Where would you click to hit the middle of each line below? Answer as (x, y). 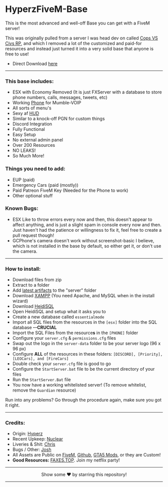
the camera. (25, 251)
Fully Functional (28, 129)
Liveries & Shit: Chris (34, 444)
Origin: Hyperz (27, 434)
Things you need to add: (35, 169)
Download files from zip (37, 280)
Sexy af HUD (25, 113)
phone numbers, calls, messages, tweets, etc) (60, 97)
